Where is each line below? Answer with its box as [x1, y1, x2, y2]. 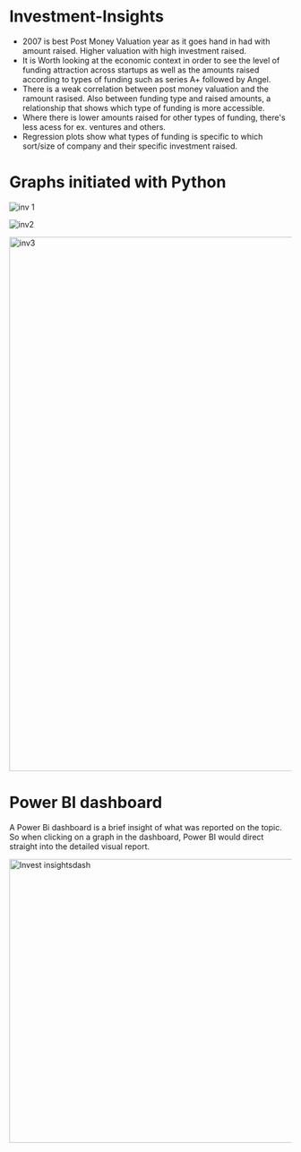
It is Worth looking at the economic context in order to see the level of [21, 55, 280, 65]
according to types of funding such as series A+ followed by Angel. [21, 73, 271, 84]
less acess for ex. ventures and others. [21, 121, 166, 132]
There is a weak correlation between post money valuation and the [21, 83, 270, 94]
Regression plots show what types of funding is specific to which [21, 131, 263, 142]
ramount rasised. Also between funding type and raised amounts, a [21, 92, 271, 104]
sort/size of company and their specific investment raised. [21, 141, 238, 151]
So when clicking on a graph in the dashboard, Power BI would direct [9, 831, 264, 842]
